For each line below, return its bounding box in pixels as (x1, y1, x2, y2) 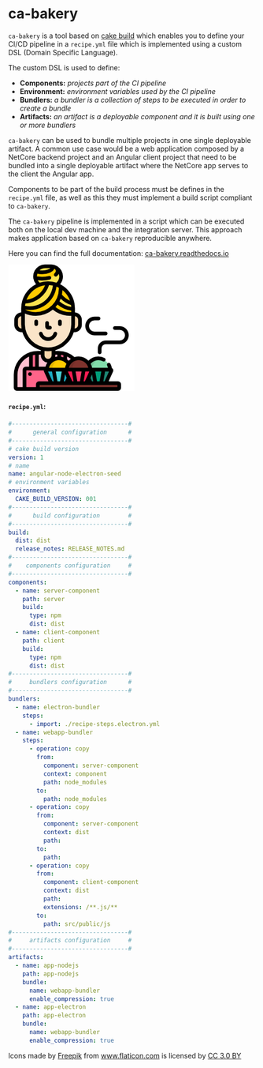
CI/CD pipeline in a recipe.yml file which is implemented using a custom (8, 39, 243, 48)
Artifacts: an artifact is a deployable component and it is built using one (19, 111, 256, 121)
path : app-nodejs (22, 969, 80, 978)
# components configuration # (8, 562, 132, 570)
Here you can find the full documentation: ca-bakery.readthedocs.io (8, 248, 230, 258)
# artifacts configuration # (8, 937, 132, 945)
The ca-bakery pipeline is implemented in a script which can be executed (8, 216, 245, 226)
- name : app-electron (15, 1003, 87, 1011)
